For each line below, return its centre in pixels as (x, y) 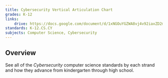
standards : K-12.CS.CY (29, 28)
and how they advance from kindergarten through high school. (69, 70)
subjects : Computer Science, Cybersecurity (51, 33)
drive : (21, 24)
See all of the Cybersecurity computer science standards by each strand (80, 65)
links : (12, 19)
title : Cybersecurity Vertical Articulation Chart (59, 10)
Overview (21, 53)
